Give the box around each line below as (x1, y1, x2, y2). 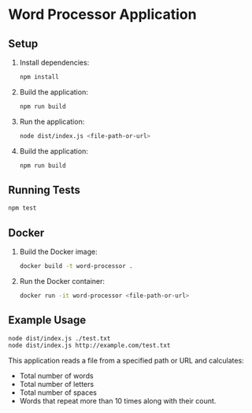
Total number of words (19, 371, 94, 381)
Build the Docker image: (19, 247, 98, 256)
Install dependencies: (19, 58, 90, 67)
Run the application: (19, 117, 85, 126)
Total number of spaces (19, 388, 97, 397)
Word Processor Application (8, 6, 197, 24)
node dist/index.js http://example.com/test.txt (8, 341, 171, 350)
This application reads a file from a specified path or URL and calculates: (8, 356, 244, 366)
